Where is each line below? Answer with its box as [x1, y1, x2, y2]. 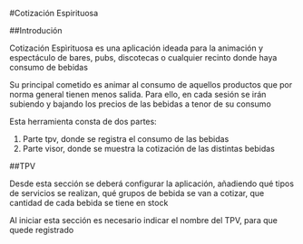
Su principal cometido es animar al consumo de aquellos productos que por [9, 80, 293, 89]
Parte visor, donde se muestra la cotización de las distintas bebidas [22, 144, 275, 154]
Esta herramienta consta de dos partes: [9, 117, 157, 127]
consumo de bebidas [9, 62, 89, 72]
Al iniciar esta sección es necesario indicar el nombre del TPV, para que [9, 215, 279, 225]
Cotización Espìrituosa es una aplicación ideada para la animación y [9, 42, 264, 53]
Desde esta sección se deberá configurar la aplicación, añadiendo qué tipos [9, 178, 295, 189]
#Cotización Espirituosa [9, 8, 99, 18]
